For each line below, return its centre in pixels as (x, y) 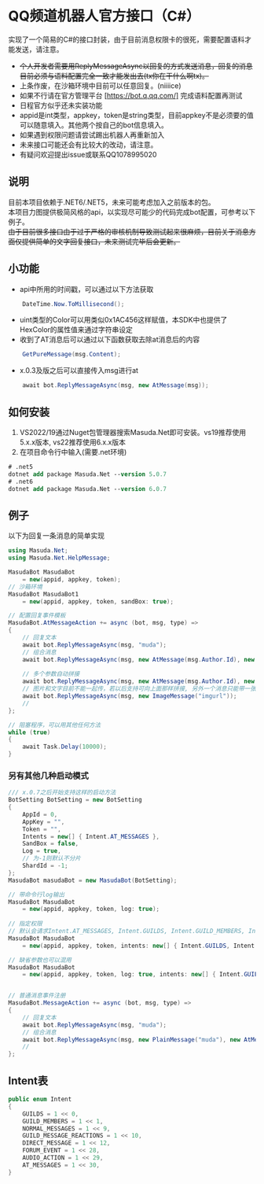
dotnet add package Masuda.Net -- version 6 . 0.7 (88, 489)
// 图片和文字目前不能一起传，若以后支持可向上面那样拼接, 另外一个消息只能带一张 (139, 689)
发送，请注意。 (39, 49)
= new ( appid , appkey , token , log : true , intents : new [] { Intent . (133, 975)
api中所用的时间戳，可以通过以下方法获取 (86, 289)
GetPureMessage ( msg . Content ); (72, 355)
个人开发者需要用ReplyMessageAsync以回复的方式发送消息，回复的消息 (136, 66)
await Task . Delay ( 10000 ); (65, 747)
